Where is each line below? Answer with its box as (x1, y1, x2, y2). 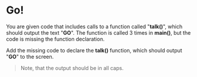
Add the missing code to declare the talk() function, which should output (6, 46, 182, 53)
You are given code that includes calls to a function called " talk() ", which (6, 23, 183, 30)
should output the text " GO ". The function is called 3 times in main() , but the (6, 29, 191, 36)
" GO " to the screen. (6, 53, 54, 60)
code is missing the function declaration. (6, 35, 105, 42)
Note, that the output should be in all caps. (20, 64, 124, 71)
